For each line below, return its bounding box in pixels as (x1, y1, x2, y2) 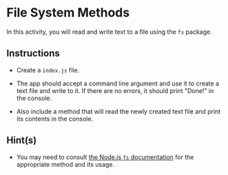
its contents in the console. (16, 114, 94, 123)
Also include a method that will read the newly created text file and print (16, 107, 221, 115)
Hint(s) (6, 134, 37, 146)
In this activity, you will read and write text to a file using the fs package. (6, 28, 212, 36)
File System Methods (6, 5, 130, 21)
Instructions (6, 48, 60, 59)
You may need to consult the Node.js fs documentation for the (16, 153, 194, 161)
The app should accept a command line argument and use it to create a (16, 79, 220, 87)
